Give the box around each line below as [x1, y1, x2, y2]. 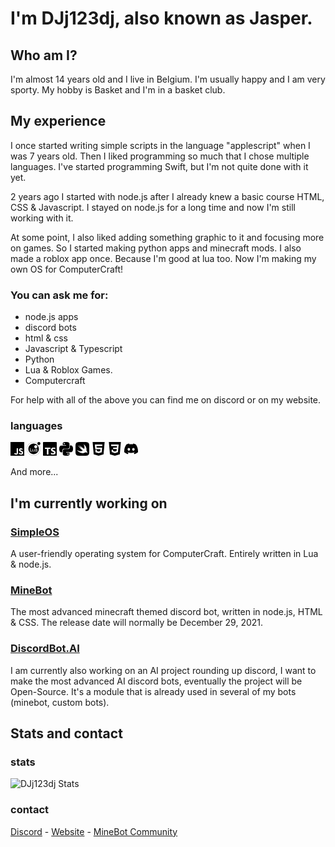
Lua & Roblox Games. [24, 364, 113, 376]
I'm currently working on [10, 495, 168, 512]
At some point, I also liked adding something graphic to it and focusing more [10, 231, 325, 243]
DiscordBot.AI [10, 642, 80, 656]
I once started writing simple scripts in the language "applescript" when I [10, 139, 311, 151]
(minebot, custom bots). [10, 696, 110, 708]
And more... [10, 466, 59, 478]
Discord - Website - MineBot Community [10, 825, 178, 837]
